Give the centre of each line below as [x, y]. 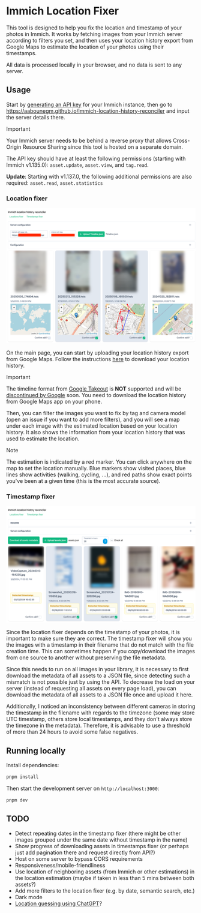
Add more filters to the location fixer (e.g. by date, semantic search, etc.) [105, 891]
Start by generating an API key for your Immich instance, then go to [89, 104]
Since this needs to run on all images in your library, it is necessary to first [97, 669]
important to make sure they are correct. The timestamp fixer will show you [99, 639]
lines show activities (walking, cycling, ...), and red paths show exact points [99, 474]
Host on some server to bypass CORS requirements [79, 858]
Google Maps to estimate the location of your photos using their [85, 47]
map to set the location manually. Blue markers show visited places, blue [96, 468]
